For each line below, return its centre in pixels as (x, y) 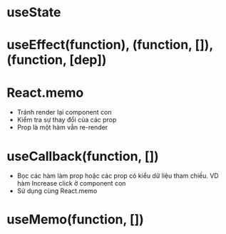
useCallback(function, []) (83, 156)
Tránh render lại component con (64, 112)
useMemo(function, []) (75, 219)
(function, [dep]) (57, 60)
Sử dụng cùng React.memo (57, 191)
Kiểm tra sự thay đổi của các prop (67, 120)
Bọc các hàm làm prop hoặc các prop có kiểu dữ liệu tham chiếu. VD (118, 176)
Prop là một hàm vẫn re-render (62, 127)
